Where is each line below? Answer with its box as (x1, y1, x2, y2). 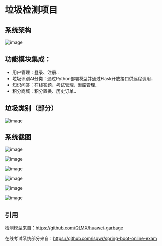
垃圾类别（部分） (5, 104, 58, 113)
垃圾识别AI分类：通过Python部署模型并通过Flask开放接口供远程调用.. (12, 75, 154, 81)
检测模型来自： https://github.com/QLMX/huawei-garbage (5, 225, 123, 231)
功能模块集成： (5, 55, 51, 64)
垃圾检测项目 (5, 4, 58, 16)
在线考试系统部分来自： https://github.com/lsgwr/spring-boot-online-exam (5, 235, 157, 242)
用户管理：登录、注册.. (12, 69, 59, 75)
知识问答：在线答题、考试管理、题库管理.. (12, 82, 98, 88)
